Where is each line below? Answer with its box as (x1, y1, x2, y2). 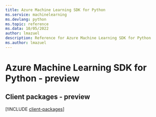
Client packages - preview (5, 93, 90, 101)
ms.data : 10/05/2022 (5, 26, 49, 31)
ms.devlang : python (5, 17, 47, 22)
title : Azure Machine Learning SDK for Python (5, 7, 106, 13)
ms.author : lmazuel (5, 40, 47, 45)
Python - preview (5, 73, 80, 84)
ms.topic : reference (5, 21, 49, 27)
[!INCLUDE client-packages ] (5, 106, 65, 112)
